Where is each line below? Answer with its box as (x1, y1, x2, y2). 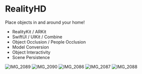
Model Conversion (12, 44, 50, 50)
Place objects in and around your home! (5, 19, 85, 25)
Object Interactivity (12, 49, 51, 55)
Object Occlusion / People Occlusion (12, 39, 86, 44)
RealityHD (5, 3, 47, 15)
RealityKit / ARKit (12, 29, 47, 34)
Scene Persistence (12, 54, 50, 60)
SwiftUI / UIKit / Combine (12, 34, 62, 40)
